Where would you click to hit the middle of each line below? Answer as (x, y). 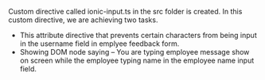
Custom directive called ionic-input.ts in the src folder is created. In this (125, 11)
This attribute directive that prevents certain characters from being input (138, 35)
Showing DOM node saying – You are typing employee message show (134, 52)
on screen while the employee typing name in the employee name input (137, 60)
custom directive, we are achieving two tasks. (83, 20)
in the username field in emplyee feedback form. (99, 44)
